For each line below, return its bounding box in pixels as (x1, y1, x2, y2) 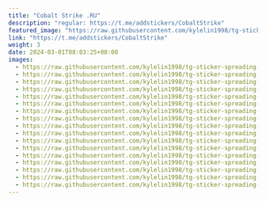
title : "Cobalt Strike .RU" (8, 11, 101, 20)
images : (8, 56, 34, 64)
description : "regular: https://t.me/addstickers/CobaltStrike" (8, 19, 225, 27)
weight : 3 (8, 41, 41, 49)
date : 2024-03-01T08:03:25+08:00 (8, 48, 119, 56)
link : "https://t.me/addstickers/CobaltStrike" (8, 33, 169, 42)
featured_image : (8, 26, 62, 34)
